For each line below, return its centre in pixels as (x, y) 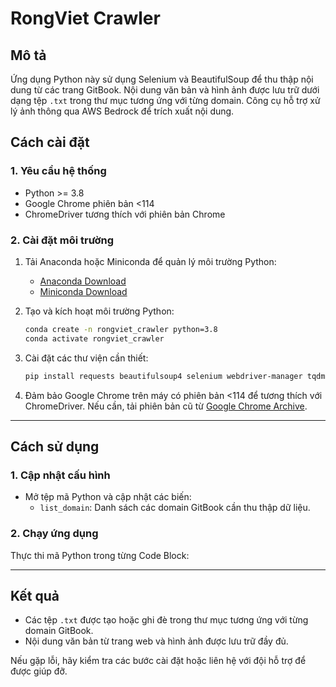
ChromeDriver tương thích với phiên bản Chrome (125, 214)
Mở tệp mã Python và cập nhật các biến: (108, 497)
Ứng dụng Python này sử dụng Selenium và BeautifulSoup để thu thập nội (162, 79)
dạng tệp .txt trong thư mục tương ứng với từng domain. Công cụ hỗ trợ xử (165, 100)
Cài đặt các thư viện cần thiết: (86, 358)
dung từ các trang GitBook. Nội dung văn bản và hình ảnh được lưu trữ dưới (165, 90)
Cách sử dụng (55, 446)
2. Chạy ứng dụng (54, 534)
